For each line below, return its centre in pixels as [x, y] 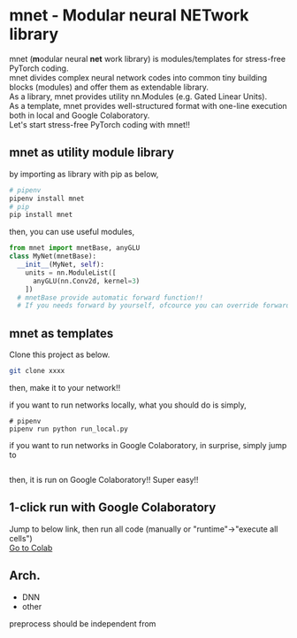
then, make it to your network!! [65, 387]
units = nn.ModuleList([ [71, 272]
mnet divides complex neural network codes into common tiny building [138, 77]
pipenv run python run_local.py [69, 429]
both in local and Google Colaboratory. [80, 115]
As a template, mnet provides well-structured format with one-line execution [148, 105]
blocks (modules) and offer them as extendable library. [109, 87]
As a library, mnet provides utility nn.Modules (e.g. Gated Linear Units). [138, 96]
